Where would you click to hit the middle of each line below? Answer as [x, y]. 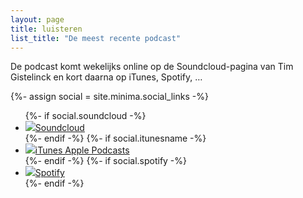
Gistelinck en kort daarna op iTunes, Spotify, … [106, 77]
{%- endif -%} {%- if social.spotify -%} [106, 161]
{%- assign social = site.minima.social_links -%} [109, 97]
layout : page [37, 19]
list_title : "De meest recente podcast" [96, 38]
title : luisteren [46, 29]
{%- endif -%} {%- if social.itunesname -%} [115, 138]
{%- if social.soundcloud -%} [85, 116]
